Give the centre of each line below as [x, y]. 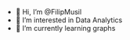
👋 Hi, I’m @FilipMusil [49, 12]
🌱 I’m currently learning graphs [65, 28]
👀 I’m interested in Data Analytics [69, 20]
